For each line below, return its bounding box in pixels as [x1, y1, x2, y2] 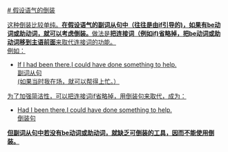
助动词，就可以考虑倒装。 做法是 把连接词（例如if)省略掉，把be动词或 [19, 30, 215, 37]
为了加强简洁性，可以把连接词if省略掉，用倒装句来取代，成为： [7, 92, 187, 100]
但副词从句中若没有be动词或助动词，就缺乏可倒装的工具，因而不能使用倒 [7, 129, 215, 137]
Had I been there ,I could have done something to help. [17, 106, 173, 114]
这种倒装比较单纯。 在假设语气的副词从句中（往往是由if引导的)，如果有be [7, 21, 215, 29]
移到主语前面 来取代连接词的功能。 [19, 38, 116, 46]
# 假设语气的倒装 [7, 6, 55, 14]
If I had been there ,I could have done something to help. [17, 61, 178, 68]
